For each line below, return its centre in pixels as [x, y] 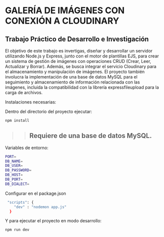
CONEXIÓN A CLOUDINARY [62, 21]
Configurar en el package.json [35, 193]
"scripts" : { [21, 202]
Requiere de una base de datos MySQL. [91, 136]
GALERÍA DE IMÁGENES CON [65, 11]
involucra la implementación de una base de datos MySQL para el [71, 77]
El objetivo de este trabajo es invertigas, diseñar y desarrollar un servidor [79, 51]
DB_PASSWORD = [18, 170]
